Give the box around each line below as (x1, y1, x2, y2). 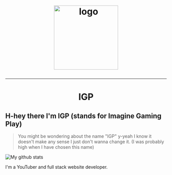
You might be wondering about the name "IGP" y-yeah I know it (17, 133, 152, 140)
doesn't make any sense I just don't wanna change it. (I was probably (17, 139, 164, 145)
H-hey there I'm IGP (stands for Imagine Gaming (5, 111, 162, 120)
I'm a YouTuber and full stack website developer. (5, 164, 108, 170)
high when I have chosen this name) (17, 144, 95, 150)
